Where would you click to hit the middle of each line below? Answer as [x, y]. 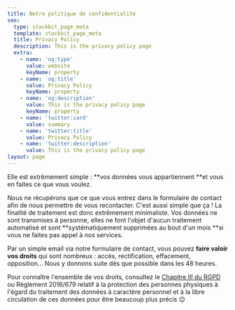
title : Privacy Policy [47, 40]
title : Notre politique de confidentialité [72, 14]
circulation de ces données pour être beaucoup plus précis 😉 [97, 299]
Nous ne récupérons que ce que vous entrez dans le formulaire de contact [115, 197]
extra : [23, 53]
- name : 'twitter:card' [55, 118]
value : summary [48, 124]
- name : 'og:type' [47, 59]
